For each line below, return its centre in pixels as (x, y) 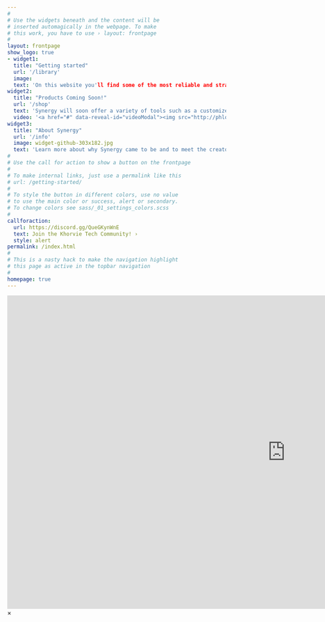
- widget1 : (23, 59)
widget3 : (20, 124)
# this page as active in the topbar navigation (79, 266)
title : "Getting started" (51, 65)
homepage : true (29, 279)
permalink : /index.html (42, 247)
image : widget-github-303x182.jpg (63, 143)
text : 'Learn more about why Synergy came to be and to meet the (110, 150)
